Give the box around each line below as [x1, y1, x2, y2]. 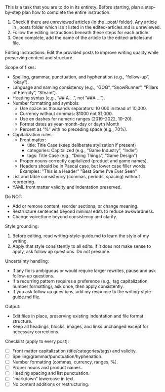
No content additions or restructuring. [12, 381, 89, 387]
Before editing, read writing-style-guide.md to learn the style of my [12, 233, 149, 238]
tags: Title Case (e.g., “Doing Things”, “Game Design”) [27, 153, 137, 158]
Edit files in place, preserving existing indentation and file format [12, 313, 144, 319]
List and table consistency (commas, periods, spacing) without [12, 174, 140, 179]
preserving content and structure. [5, 55, 74, 61]
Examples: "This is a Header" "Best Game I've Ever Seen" [19, 168, 137, 174]
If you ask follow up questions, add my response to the [12, 289, 124, 294]
